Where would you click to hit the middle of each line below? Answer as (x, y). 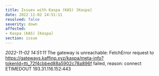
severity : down (21, 24)
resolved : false (22, 19)
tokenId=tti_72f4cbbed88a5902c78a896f (49, 63)
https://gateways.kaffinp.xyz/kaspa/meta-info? (55, 58)
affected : (16, 29)
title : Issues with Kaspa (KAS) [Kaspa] (49, 10)
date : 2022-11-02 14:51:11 (34, 15)
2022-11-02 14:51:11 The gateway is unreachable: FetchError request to (80, 52)
